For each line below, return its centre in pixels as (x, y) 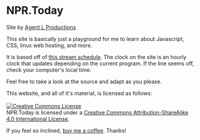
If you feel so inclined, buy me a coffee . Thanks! (66, 130)
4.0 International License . (38, 119)
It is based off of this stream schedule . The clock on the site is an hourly (96, 57)
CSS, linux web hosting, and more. (49, 45)
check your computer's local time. (49, 69)
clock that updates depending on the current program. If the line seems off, (100, 63)
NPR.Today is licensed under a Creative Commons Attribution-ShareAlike (98, 112)
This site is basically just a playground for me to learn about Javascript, (95, 39)
